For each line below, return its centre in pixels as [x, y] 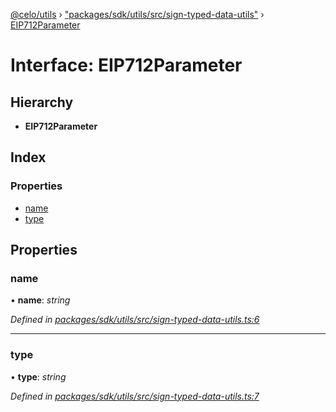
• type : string [38, 376]
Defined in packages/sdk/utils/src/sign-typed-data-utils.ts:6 [135, 320]
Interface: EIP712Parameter [126, 65]
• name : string [40, 300]
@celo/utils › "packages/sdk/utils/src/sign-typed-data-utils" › [137, 14]
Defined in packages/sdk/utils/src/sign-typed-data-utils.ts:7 [135, 396]
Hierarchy [42, 102]
